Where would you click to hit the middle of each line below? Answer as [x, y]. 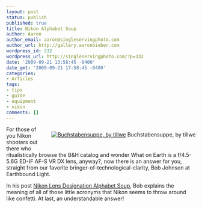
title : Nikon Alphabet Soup [41, 29]
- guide [16, 96]
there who [19, 148]
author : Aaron [24, 34]
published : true [26, 23]
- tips [14, 90]
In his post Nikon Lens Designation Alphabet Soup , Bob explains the [90, 186]
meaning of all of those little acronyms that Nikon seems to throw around [96, 192]
